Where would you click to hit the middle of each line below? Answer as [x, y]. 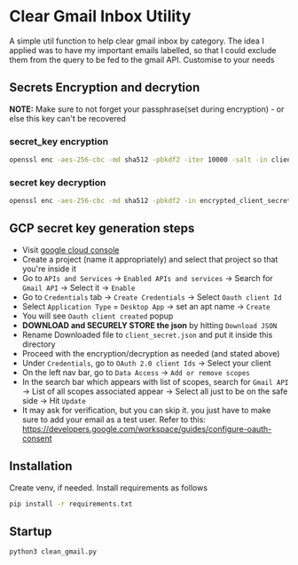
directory [39, 344]
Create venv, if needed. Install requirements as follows [109, 487]
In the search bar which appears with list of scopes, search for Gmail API [155, 381]
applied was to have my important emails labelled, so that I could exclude [143, 50]
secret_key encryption [59, 141]
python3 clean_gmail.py [53, 552]
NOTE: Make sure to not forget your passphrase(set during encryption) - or [147, 109]
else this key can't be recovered [68, 118]
